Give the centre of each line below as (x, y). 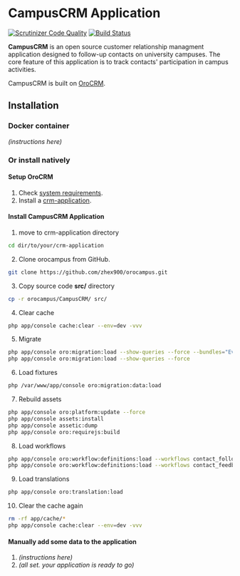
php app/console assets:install (56, 418)
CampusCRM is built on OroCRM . (57, 83)
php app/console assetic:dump (53, 426)
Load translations (44, 479)
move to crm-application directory (69, 232)
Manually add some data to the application (73, 541)
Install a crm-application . (55, 200)
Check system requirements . (61, 192)
